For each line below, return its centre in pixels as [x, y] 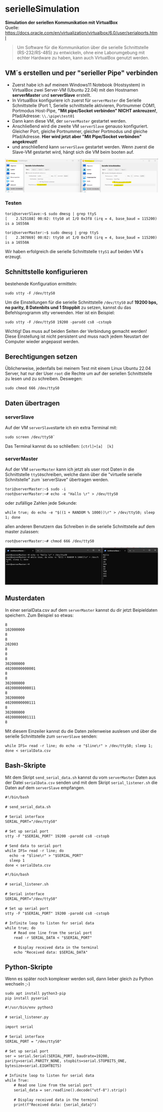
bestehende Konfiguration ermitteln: [41, 284]
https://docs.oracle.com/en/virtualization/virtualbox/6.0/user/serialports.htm [81, 33]
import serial [19, 1027]
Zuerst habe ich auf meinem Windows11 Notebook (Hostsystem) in [79, 85]
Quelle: [12, 27]
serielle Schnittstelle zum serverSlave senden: [51, 736]
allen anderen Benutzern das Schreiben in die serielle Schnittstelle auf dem [80, 527]
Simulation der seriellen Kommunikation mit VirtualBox [61, 22]
